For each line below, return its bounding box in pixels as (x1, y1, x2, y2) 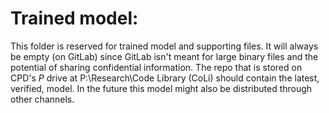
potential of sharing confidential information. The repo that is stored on (10, 61, 303, 73)
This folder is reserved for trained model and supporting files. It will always (10, 40, 319, 52)
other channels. (10, 93, 75, 105)
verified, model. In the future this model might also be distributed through (10, 82, 313, 94)
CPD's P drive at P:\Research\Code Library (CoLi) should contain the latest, (10, 72, 320, 84)
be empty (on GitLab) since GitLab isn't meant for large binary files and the (10, 50, 319, 62)
